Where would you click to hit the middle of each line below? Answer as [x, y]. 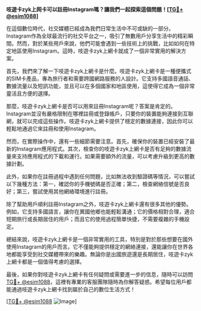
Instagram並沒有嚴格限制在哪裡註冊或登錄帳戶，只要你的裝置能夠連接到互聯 [100, 114]
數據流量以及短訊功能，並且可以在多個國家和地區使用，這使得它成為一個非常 [100, 86]
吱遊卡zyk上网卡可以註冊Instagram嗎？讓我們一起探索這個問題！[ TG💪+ [95, 9]
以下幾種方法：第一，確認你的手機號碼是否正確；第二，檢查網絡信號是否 [95, 184]
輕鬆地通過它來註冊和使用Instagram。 [53, 129]
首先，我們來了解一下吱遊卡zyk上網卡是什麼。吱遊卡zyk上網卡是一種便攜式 [99, 71]
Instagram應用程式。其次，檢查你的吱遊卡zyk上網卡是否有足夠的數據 [101, 149]
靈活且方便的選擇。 [30, 93]
